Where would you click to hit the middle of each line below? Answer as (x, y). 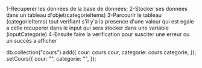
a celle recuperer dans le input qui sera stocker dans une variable (87, 28)
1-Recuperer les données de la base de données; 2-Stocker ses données (97, 9)
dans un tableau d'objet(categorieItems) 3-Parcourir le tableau (84, 15)
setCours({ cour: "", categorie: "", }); (51, 59)
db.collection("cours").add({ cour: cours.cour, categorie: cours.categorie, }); (101, 52)
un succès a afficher (32, 41)
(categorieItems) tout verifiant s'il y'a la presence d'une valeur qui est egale (100, 21)
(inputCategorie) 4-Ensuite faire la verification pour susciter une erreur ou (98, 34)
